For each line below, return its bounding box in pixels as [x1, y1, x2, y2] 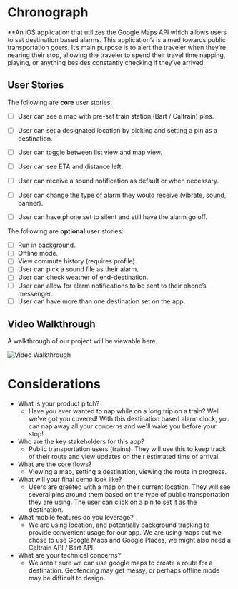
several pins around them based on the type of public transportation [28, 490, 230, 499]
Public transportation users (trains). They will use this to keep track [28, 445, 227, 453]
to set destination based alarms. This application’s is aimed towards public [7, 35, 227, 44]
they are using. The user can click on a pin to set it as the [28, 498, 197, 507]
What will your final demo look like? [17, 475, 122, 484]
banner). [17, 199, 44, 208]
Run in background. [17, 241, 76, 250]
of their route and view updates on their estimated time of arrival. [28, 453, 220, 461]
